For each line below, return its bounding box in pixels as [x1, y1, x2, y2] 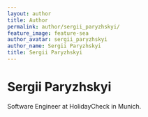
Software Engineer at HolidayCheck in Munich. [7, 102, 142, 110]
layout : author [7, 10, 52, 17]
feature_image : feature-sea [7, 29, 89, 37]
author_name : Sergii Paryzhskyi [7, 42, 101, 49]
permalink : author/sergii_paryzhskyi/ [7, 23, 120, 30]
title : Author [7, 17, 49, 24]
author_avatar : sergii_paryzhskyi [7, 36, 108, 43]
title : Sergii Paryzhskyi [7, 49, 82, 56]
